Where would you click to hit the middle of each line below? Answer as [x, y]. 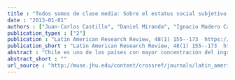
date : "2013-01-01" [37, 20]
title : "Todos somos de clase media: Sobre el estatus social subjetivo [117, 14]
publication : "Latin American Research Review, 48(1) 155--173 [103, 40]
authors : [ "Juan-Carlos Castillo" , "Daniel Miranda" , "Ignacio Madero [114, 26]
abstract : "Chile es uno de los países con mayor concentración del [111, 53]
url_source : [26, 65]
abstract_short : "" [37, 59]
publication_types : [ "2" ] [47, 33]
